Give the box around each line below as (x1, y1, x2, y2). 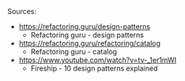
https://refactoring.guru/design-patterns (18, 22, 151, 31)
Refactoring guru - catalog (30, 47, 118, 56)
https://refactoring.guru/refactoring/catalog (18, 39, 161, 48)
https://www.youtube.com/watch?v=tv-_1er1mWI (18, 55, 177, 64)
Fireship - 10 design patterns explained (30, 64, 158, 73)
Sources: (7, 7, 37, 16)
